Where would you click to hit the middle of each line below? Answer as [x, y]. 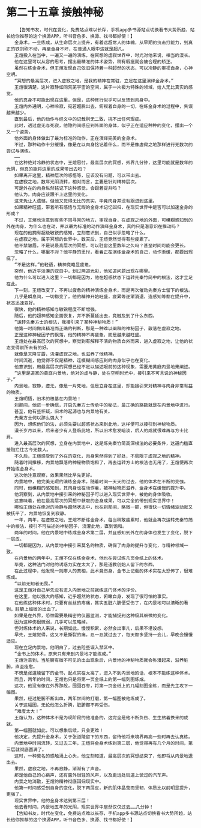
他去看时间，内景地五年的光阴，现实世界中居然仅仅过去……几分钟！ [84, 807]
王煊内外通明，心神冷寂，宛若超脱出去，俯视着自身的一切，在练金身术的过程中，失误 [103, 106]
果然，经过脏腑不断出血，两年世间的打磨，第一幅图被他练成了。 [81, 698]
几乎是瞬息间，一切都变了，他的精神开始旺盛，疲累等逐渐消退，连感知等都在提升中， [103, 297]
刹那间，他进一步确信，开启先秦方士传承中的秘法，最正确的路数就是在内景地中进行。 [103, 405]
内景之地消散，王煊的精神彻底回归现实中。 [59, 781]
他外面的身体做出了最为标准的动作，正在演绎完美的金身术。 [77, 138]
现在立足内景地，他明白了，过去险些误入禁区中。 [65, 647]
